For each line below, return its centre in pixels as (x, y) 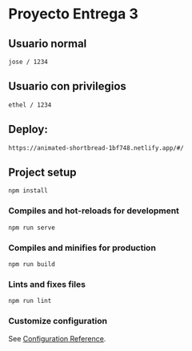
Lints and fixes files (47, 284)
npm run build (32, 264)
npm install (28, 191)
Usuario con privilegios (67, 86)
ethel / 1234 (30, 105)
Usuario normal (48, 44)
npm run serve (32, 228)
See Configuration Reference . (57, 338)
